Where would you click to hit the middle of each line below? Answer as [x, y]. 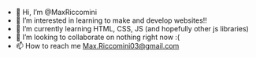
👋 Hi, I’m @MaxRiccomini [56, 12]
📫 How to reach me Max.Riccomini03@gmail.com [97, 46]
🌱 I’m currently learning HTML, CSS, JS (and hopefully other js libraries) [132, 29]
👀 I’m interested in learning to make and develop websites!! [111, 20]
